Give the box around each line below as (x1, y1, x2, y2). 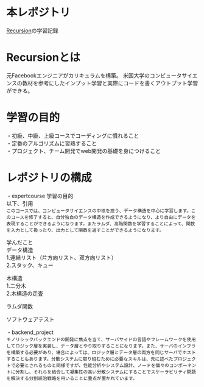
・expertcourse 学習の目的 (6, 192, 74, 199)
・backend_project (6, 328, 54, 336)
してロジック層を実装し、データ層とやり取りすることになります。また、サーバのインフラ (6, 343, 196, 349)
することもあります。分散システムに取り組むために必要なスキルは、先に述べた (6, 356, 174, 362)
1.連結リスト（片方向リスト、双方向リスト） (6, 254, 117, 261)
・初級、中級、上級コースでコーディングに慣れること (6, 132, 139, 139)
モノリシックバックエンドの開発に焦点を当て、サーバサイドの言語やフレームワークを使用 (6, 336, 196, 343)
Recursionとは (6, 51, 80, 65)
